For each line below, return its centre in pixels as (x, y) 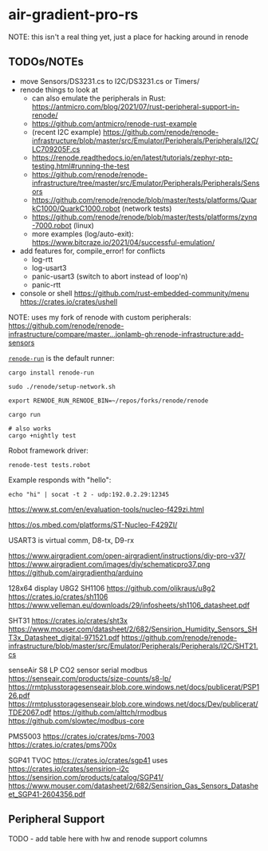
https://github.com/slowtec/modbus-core (77, 721)
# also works (30, 429)
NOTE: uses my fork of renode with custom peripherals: (100, 317)
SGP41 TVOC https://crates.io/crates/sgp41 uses (88, 760)
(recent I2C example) (67, 132)
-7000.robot (51, 225)
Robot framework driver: (49, 450)
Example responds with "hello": (60, 480)
